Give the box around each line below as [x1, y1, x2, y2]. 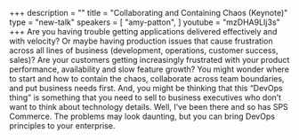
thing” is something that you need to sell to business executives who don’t [9, 92, 282, 103]
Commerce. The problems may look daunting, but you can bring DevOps [9, 111, 276, 121]
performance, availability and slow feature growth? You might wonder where [9, 64, 289, 74]
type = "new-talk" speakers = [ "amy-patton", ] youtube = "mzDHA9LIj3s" [9, 17, 280, 27]
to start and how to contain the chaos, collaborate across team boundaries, [9, 74, 285, 83]
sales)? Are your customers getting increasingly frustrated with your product [9, 55, 290, 65]
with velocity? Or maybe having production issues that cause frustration [9, 35, 273, 46]
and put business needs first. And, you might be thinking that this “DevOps [9, 83, 283, 93]
